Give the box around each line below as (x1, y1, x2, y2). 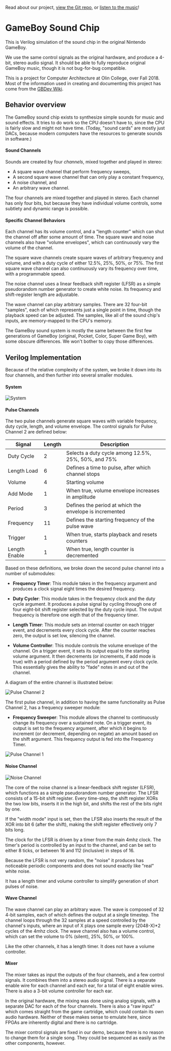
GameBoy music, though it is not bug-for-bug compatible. (5, 65, 127, 71)
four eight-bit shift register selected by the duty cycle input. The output (12, 606, 162, 613)
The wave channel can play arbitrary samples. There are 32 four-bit (5, 302, 148, 308)
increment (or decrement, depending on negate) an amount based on (12, 731, 159, 737)
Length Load (8, 467, 38, 474)
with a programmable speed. (5, 271, 66, 277)
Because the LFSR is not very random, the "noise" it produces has (5, 857, 144, 863)
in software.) (5, 136, 32, 142)
